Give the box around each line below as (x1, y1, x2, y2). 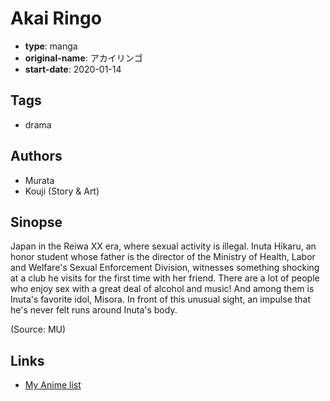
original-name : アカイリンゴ (24, 52, 143, 64)
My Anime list (24, 379, 82, 391)
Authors (10, 148, 63, 165)
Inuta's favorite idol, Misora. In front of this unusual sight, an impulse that (10, 293, 312, 306)
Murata (24, 174, 55, 186)
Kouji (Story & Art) (24, 185, 100, 197)
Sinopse (10, 213, 63, 231)
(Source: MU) (10, 323, 67, 336)
